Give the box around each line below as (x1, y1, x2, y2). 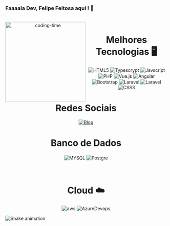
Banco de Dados (50, 137, 122, 149)
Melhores (105, 34, 147, 46)
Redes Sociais (55, 102, 117, 114)
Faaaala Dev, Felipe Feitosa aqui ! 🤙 (5, 5, 94, 12)
